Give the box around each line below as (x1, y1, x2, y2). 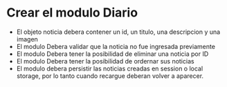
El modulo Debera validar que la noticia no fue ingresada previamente (16, 42, 216, 50)
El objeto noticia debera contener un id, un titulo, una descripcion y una (16, 28, 221, 36)
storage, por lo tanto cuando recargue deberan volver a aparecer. (16, 71, 204, 80)
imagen (16, 35, 39, 43)
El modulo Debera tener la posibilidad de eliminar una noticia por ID (16, 50, 209, 58)
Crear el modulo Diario (6, 5, 138, 21)
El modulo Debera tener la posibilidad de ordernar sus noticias (16, 57, 194, 65)
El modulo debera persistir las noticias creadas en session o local (16, 64, 203, 72)
